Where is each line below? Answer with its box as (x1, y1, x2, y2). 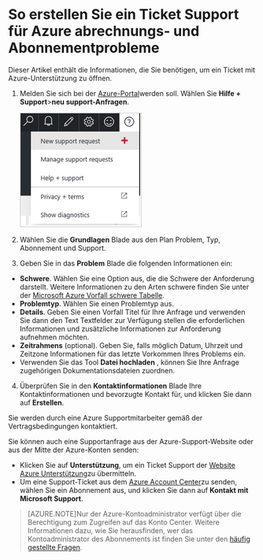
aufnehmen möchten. (19, 332, 90, 342)
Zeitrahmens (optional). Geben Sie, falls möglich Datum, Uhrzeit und (19, 340, 243, 350)
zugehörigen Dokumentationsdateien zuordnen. (19, 365, 176, 375)
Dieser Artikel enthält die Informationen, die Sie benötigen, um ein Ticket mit (8, 65, 256, 74)
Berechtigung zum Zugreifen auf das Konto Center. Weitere (27, 517, 220, 527)
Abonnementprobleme (8, 39, 160, 57)
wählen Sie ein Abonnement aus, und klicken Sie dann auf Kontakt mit (19, 485, 249, 495)
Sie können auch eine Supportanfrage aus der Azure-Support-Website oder (8, 436, 254, 446)
